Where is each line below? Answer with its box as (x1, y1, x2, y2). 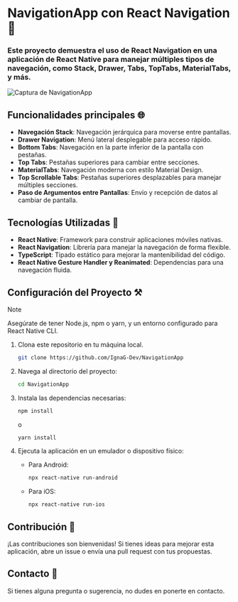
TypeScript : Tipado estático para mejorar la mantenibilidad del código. (17, 250, 226, 259)
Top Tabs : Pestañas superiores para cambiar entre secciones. (17, 158, 200, 167)
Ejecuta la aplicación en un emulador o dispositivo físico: (17, 447, 184, 455)
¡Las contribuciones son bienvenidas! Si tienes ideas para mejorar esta (7, 539, 215, 548)
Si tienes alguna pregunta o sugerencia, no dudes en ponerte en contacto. (7, 586, 225, 595)
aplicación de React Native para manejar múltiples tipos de (7, 55, 215, 65)
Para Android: (28, 460, 69, 469)
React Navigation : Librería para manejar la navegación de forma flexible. (17, 243, 231, 252)
